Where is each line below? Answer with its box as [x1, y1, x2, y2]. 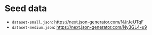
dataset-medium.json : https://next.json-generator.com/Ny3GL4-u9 [11, 24, 148, 30]
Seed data [4, 3, 47, 14]
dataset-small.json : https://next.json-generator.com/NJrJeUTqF [11, 19, 144, 25]
